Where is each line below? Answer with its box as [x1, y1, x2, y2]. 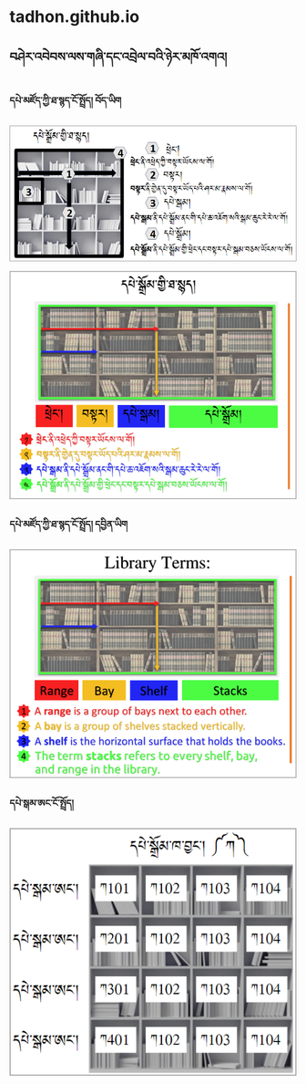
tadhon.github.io [9, 6, 139, 27]
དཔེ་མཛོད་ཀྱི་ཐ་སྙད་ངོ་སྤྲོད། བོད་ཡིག [9, 94, 122, 107]
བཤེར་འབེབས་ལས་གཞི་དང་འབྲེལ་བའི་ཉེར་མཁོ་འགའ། [9, 48, 228, 65]
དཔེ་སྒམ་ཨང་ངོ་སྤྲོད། [9, 797, 75, 809]
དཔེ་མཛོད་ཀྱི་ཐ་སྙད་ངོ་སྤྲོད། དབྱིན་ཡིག [9, 517, 128, 530]
